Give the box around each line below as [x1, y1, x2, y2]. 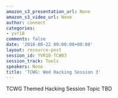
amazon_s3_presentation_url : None [6, 8, 91, 15]
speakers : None [6, 63, 43, 70]
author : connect [6, 19, 46, 25]
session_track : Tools [6, 58, 59, 64]
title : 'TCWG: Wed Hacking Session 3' [6, 69, 101, 75]
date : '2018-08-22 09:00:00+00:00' [6, 42, 93, 48]
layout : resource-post [6, 47, 62, 53]
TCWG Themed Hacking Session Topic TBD [6, 85, 113, 92]
